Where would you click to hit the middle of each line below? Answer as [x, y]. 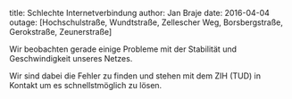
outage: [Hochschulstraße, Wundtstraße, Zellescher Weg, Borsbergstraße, [146, 22]
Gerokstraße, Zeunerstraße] [61, 32]
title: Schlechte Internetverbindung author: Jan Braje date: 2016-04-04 [140, 13]
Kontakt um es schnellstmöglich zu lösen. [86, 85]
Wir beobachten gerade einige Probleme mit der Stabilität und [123, 49]
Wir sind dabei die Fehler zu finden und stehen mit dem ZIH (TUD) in [135, 76]
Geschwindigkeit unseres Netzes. [71, 58]
